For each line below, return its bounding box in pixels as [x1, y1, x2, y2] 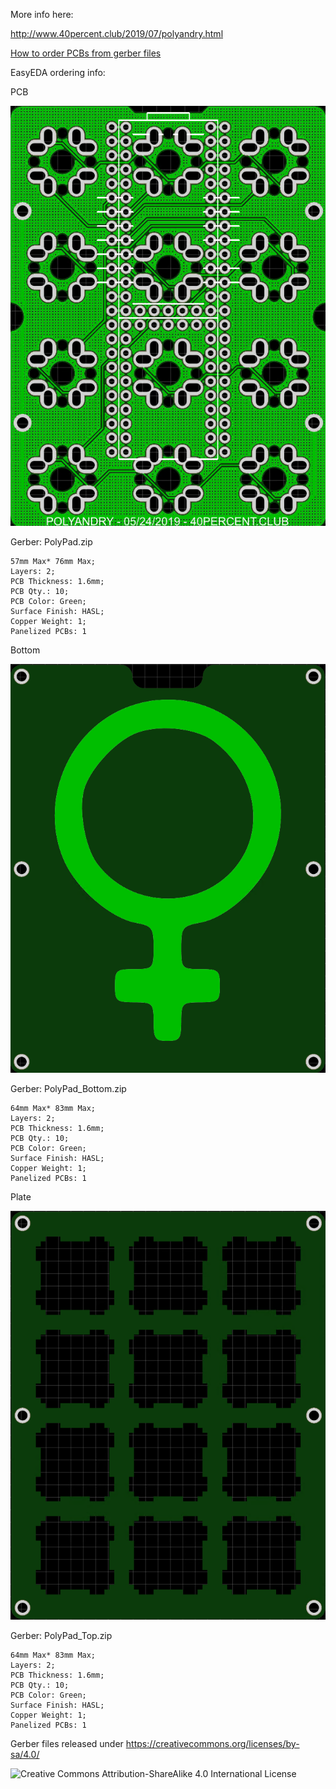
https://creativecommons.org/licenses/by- [125, 1738, 300, 1750]
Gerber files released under [10, 1738, 124, 1750]
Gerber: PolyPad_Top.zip [10, 1630, 113, 1642]
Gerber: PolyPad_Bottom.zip [10, 1083, 127, 1095]
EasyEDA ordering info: [10, 67, 106, 78]
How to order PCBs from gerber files [10, 47, 162, 59]
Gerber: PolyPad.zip [10, 536, 93, 548]
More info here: [10, 9, 74, 20]
